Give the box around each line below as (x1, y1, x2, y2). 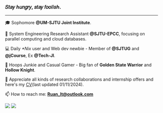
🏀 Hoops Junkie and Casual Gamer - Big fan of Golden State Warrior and (5, 62, 152, 68)
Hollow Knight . (5, 67, 35, 73)
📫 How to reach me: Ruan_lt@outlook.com (5, 91, 94, 97)
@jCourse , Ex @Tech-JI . (5, 53, 56, 58)
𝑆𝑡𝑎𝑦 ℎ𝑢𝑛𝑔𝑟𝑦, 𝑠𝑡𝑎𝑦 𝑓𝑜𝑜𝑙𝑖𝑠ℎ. (5, 3, 62, 10)
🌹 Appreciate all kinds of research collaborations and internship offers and (5, 76, 154, 83)
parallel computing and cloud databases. (5, 36, 86, 42)
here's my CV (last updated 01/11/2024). (5, 82, 84, 87)
